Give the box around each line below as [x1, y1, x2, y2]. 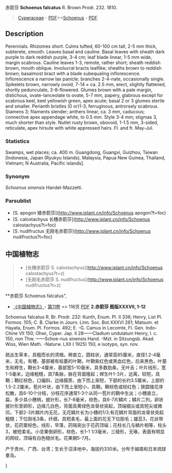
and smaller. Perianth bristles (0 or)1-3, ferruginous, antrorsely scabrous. [5, 103, 159, 109]
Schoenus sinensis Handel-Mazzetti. [5, 184, 83, 191]
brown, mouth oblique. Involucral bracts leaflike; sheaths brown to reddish [5, 65, 162, 71]
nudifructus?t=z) [25, 282, 61, 288]
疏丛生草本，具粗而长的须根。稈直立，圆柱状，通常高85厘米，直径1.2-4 [5, 352, 156, 358]
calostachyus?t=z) [25, 270, 65, 276]
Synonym [5, 173, 30, 180]
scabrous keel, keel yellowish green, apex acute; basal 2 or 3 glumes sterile [5, 97, 165, 104]
